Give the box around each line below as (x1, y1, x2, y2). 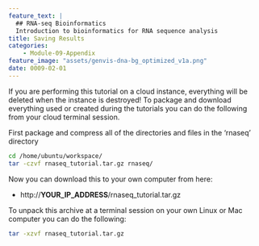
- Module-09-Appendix (23, 49, 95, 57)
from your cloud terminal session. (8, 112, 120, 122)
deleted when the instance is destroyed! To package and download (8, 94, 232, 105)
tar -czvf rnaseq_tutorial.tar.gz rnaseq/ (8, 159, 153, 168)
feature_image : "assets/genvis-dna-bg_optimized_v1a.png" (8, 57, 207, 65)
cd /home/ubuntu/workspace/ (8, 152, 103, 160)
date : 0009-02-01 (8, 65, 67, 73)
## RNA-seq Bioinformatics (15, 19, 107, 27)
